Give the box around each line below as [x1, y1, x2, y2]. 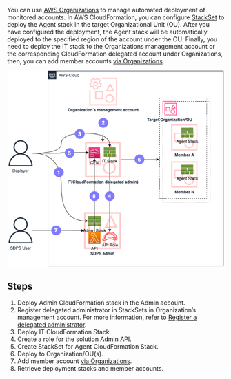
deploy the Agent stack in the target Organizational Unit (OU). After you [7, 21, 210, 28]
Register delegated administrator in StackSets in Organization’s [17, 306, 197, 314]
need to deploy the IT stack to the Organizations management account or [7, 43, 216, 50]
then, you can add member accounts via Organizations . [7, 57, 165, 65]
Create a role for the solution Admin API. [17, 335, 132, 343]
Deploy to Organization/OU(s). [17, 350, 103, 358]
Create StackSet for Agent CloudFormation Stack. [17, 343, 159, 351]
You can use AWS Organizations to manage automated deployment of [7, 6, 205, 14]
